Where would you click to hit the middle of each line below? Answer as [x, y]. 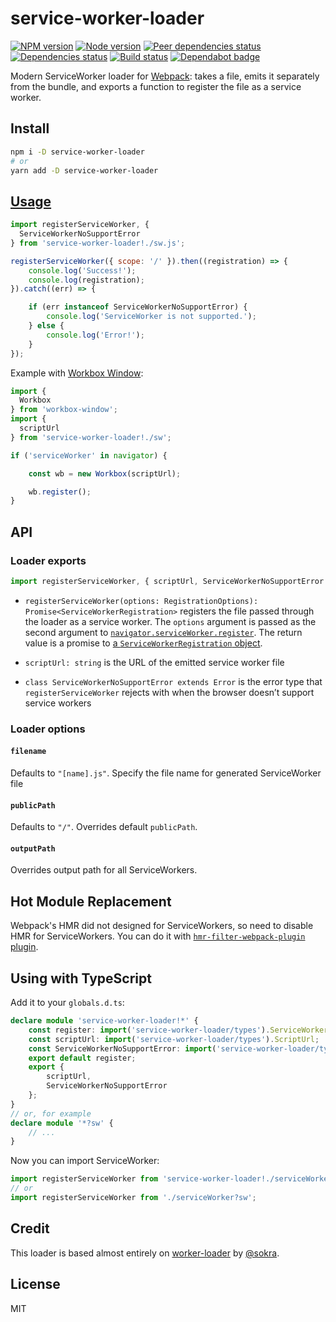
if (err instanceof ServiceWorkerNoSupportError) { [138, 307]
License [35, 1284]
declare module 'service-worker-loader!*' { [104, 1021]
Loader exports [48, 560]
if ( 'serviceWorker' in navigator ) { [89, 455]
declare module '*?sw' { [62, 1123]
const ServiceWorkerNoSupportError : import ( [122, 1048]
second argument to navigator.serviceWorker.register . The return [163, 632]
